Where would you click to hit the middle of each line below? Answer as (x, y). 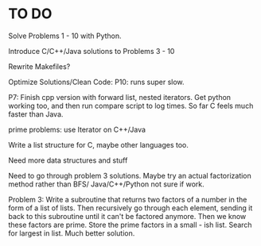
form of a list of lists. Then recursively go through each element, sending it (130, 208)
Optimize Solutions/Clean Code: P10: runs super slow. (96, 82)
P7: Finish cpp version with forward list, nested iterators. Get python (120, 97)
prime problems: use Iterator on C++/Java (77, 129)
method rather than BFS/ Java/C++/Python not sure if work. (106, 184)
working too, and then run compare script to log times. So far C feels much (131, 106)
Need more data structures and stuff (68, 160)
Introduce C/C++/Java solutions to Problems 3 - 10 (92, 51)
